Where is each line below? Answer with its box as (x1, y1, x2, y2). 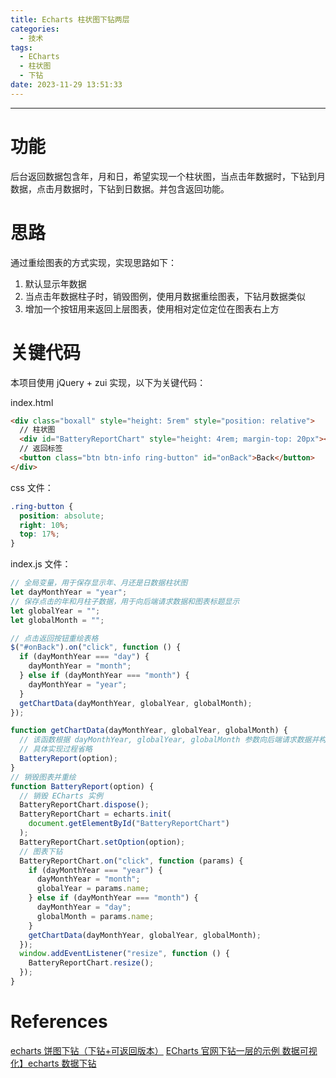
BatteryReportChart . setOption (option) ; (19, 837, 186, 847)
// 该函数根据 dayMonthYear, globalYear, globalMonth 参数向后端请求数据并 (19, 735, 320, 745)
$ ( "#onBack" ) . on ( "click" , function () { (10, 642, 182, 653)
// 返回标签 (19, 444, 63, 454)
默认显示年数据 (24, 277, 87, 290)
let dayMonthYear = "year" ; (10, 587, 128, 598)
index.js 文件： (10, 558, 72, 570)
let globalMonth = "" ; (10, 615, 105, 625)
